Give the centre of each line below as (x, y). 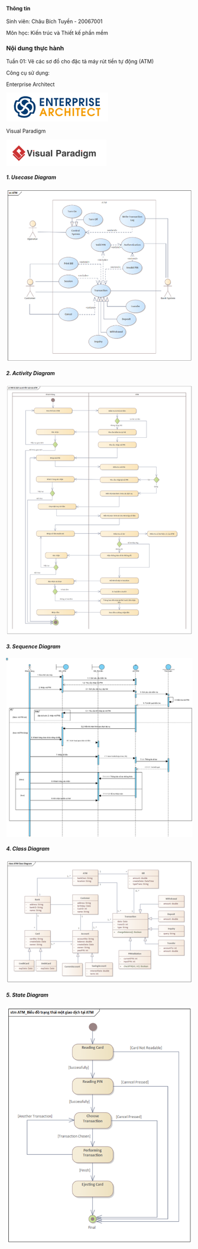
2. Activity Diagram (30, 373)
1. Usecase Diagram (31, 177)
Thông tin (18, 8)
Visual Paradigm (26, 131)
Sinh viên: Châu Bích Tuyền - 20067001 (54, 21)
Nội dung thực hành (35, 49)
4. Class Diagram (28, 848)
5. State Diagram (27, 995)
